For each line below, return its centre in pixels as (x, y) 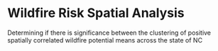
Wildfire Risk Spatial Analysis (96, 13)
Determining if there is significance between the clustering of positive (109, 33)
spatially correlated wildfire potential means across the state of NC (105, 40)
